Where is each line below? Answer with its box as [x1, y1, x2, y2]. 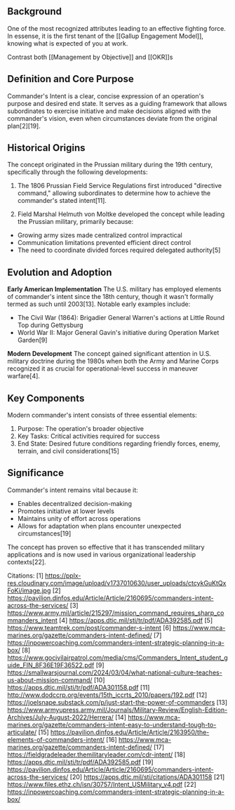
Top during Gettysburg [17, 321, 83, 329]
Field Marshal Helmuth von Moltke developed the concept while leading [17, 210, 225, 218]
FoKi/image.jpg [7, 586, 51, 595]
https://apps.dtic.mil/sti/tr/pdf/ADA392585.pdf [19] [7, 757, 154, 766]
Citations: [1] [7, 571, 44, 580]
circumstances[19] [17, 529, 72, 538]
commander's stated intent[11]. [17, 197, 107, 205]
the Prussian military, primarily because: [17, 218, 134, 226]
